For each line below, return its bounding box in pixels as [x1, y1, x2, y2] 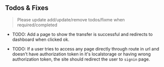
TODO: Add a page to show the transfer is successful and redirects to [12, 31, 153, 37]
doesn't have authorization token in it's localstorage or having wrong [12, 51, 151, 57]
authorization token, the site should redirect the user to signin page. [12, 56, 150, 62]
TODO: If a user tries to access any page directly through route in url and [12, 46, 160, 51]
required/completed [17, 22, 58, 28]
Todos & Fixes [5, 4, 49, 12]
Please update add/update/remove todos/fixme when [17, 17, 125, 22]
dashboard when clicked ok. [12, 36, 70, 42]
